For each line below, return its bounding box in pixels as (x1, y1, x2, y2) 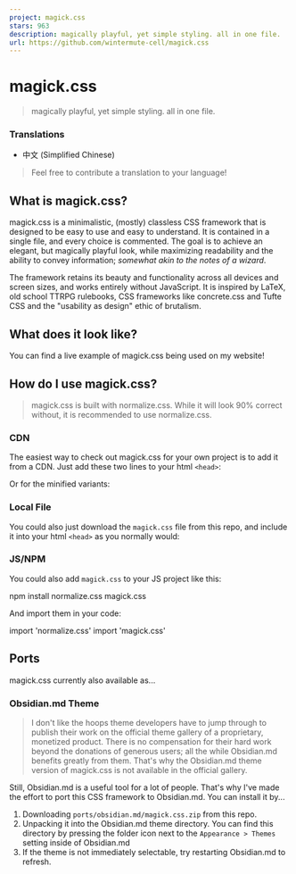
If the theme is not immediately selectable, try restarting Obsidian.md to (21, 846, 286, 857)
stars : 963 (9, 21, 50, 30)
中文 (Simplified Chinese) (21, 149, 116, 161)
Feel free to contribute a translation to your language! (30, 167, 227, 179)
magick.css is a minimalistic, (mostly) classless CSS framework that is (9, 217, 267, 228)
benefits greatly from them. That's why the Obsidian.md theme (30, 755, 262, 766)
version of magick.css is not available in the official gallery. (30, 764, 248, 775)
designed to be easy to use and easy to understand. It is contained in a (9, 227, 270, 237)
